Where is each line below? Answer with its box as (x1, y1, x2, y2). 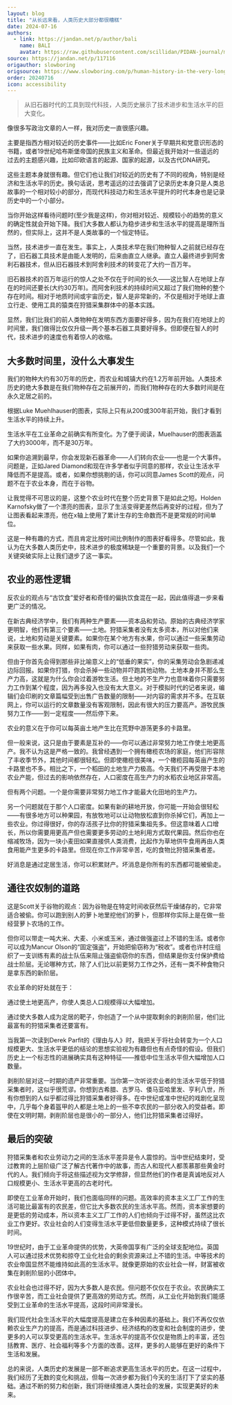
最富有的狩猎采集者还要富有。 (7, 1021, 92, 1029)
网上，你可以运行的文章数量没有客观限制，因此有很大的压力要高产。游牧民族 (7, 700, 225, 709)
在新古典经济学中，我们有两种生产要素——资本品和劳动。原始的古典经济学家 (7, 616, 225, 625)
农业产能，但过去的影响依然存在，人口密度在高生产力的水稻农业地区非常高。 (7, 773, 225, 781)
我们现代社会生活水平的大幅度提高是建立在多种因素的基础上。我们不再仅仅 (7, 1315, 219, 1323)
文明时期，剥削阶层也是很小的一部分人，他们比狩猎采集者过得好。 (19, 1111, 207, 1119)
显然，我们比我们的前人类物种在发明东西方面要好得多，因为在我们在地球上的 (7, 316, 225, 324)
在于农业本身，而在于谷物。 (19, 479, 98, 488)
